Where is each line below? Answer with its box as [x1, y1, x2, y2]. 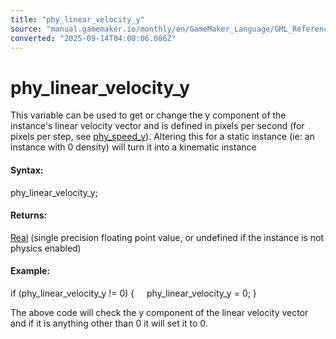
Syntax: [10, 164, 44, 176]
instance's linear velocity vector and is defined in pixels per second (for [10, 120, 305, 132]
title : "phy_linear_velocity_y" [10, 14, 145, 25]
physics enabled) [10, 242, 82, 254]
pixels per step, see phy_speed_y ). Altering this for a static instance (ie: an [10, 131, 315, 143]
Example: [10, 265, 51, 277]
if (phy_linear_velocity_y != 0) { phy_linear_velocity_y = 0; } [10, 287, 257, 299]
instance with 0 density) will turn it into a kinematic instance [10, 141, 257, 153]
